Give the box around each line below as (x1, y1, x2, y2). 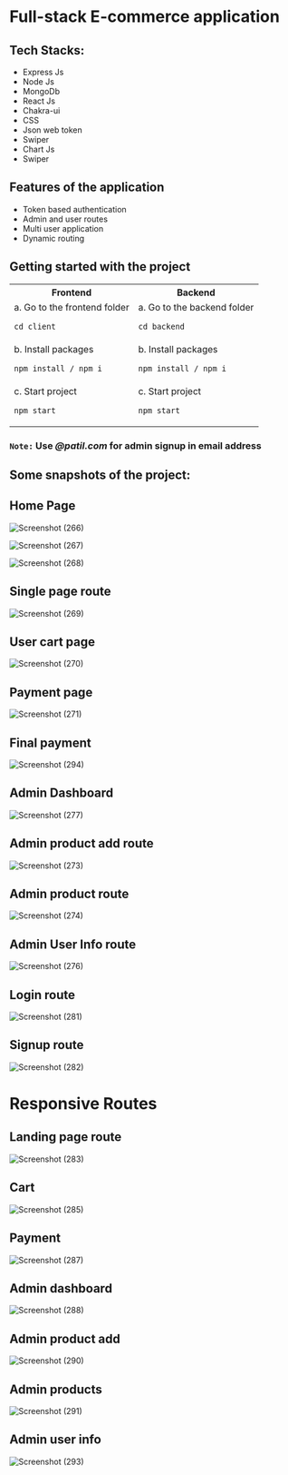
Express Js (22, 66, 64, 77)
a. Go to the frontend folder (14, 301, 130, 313)
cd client (14, 321, 56, 332)
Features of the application (9, 180, 165, 195)
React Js (22, 95, 56, 106)
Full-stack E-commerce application (9, 6, 281, 27)
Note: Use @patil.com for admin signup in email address (9, 439, 262, 451)
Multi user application (22, 223, 104, 233)
